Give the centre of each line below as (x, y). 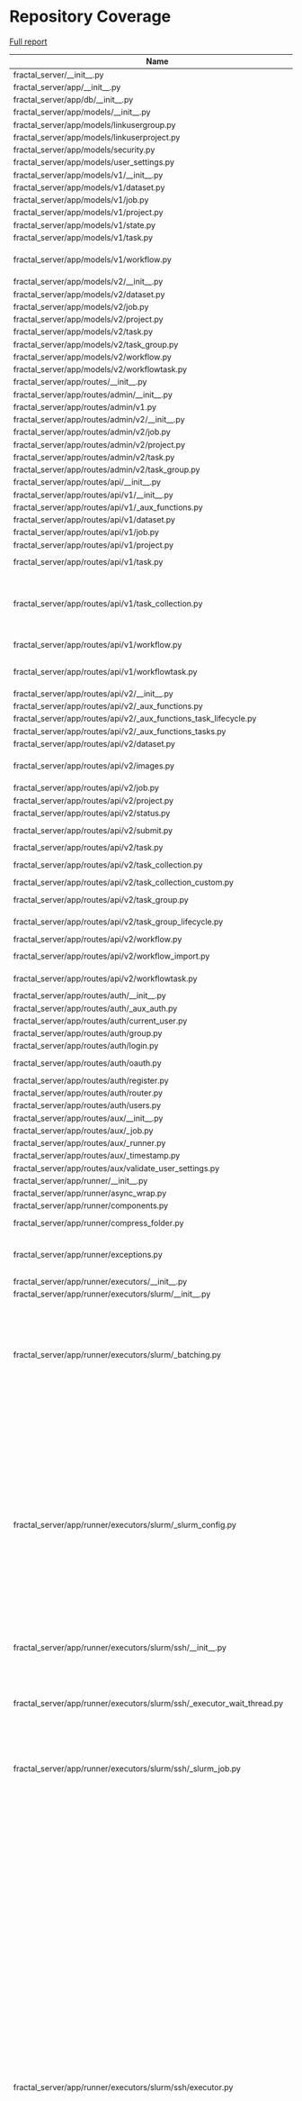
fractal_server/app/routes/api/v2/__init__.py (93, 693)
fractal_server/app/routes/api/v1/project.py (93, 545)
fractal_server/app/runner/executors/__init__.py (100, 1282)
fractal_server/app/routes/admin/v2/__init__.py (99, 420)
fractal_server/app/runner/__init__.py (80, 1180)
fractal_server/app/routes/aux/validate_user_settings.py (116, 1168)
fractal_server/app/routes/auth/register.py (91, 1080)
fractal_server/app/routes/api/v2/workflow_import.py (111, 956)
